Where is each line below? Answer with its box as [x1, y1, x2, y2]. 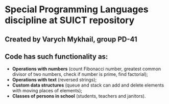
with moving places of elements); [12, 88, 83, 94]
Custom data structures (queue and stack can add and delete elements [12, 82, 164, 88]
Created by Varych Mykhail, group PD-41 [5, 35, 137, 44]
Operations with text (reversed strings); [12, 77, 97, 83]
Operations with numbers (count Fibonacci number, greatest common [12, 66, 161, 72]
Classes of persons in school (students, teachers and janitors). [12, 93, 146, 99]
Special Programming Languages [5, 4, 149, 15]
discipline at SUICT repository [5, 14, 135, 26]
